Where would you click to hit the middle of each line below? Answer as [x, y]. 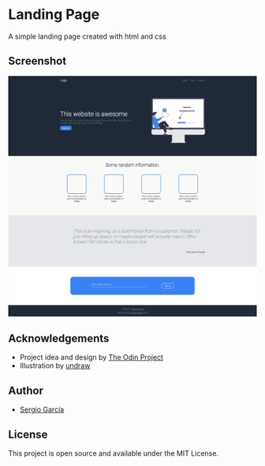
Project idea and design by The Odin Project [91, 357]
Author [26, 391]
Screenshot [37, 61]
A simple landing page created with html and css [88, 36]
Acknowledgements [59, 338]
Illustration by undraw [55, 366]
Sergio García [42, 410]
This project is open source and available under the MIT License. [114, 453]
